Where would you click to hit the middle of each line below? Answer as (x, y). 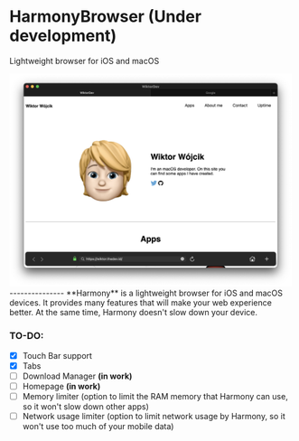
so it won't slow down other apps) (85, 406)
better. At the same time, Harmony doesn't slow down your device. (134, 313)
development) (63, 36)
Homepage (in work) (61, 386)
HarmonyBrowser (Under (105, 17)
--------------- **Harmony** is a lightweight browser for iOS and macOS (146, 293)
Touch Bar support (57, 355)
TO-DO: (27, 336)
